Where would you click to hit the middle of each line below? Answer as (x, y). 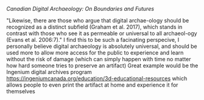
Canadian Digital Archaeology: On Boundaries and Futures (80, 9)
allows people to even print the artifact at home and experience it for (92, 85)
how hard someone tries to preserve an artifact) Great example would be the (102, 65)
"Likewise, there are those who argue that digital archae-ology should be (98, 20)
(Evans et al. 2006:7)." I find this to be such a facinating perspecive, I (93, 40)
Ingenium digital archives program (49, 72)
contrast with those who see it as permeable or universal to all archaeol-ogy (102, 33)
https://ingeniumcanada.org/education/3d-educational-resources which (97, 78)
